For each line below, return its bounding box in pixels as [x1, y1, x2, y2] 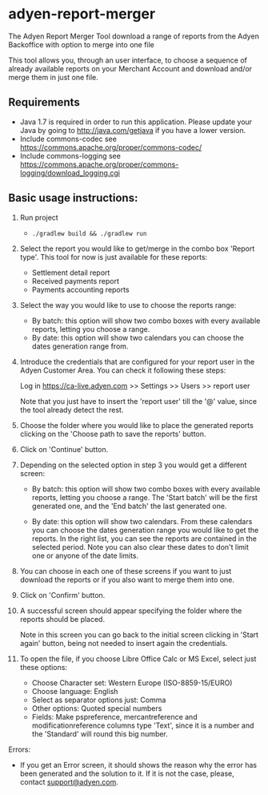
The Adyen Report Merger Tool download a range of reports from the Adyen [8, 31, 260, 41]
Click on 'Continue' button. [19, 444, 109, 454]
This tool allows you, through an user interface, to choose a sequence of [8, 55, 248, 65]
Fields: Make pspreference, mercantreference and [31, 712, 198, 721]
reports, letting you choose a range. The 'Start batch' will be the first [31, 492, 258, 502]
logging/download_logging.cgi [19, 167, 120, 177]
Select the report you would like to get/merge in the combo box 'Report [19, 244, 255, 253]
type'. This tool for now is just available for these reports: [19, 252, 208, 261]
